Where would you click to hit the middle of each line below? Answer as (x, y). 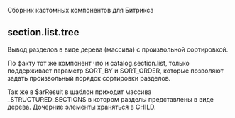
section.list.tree (43, 32)
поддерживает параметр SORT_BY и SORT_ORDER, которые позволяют (115, 71)
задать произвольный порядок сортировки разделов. (89, 78)
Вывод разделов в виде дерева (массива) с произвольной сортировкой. (118, 49)
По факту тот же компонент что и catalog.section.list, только (98, 63)
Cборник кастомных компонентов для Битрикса (81, 10)
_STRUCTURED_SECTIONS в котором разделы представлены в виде (111, 99)
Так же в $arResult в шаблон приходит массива (80, 92)
